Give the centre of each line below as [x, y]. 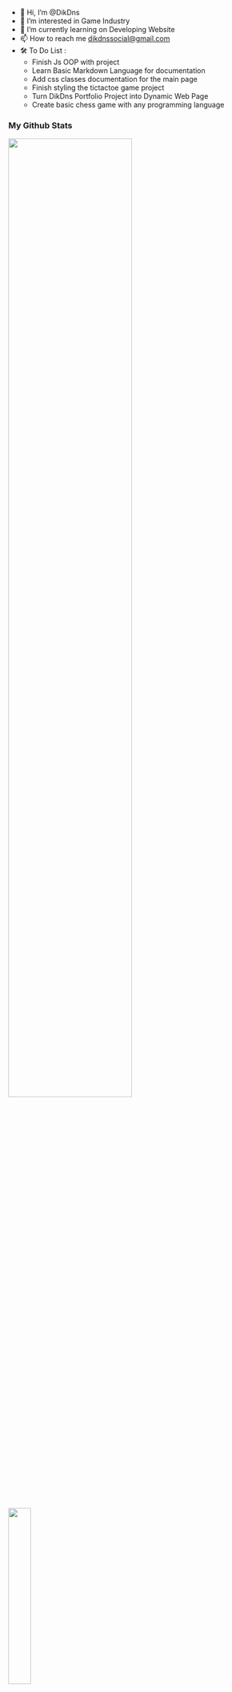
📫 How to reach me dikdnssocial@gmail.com [95, 39]
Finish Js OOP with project [76, 62]
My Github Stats [40, 125]
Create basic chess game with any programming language [128, 105]
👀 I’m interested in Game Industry [75, 21]
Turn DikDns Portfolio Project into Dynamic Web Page [120, 96]
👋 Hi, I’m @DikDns [50, 12]
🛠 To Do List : [43, 51]
